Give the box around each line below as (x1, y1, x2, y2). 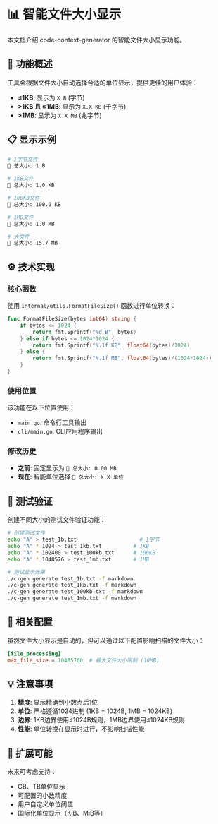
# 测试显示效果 (7, 568, 46, 575)
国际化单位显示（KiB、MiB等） (17, 809, 107, 818)
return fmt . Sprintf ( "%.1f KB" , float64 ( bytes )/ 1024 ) (32, 342, 191, 349)
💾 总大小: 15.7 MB (7, 239, 58, 247)
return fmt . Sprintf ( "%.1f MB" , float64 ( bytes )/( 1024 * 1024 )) (32, 354, 212, 362)
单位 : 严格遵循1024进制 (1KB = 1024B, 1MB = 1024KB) (17, 707, 173, 715)
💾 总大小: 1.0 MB (7, 220, 55, 227)
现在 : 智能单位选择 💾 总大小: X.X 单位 (17, 472, 124, 481)
